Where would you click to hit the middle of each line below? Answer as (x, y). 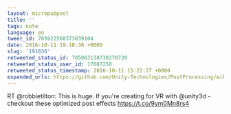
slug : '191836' (29, 52)
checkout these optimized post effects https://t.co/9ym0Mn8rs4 (98, 104)
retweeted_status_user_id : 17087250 (59, 64)
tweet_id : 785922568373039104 (51, 39)
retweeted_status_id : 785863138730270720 (67, 58)
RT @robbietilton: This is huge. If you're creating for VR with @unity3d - (109, 96)
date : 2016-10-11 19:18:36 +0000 (55, 45)
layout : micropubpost (38, 13)
